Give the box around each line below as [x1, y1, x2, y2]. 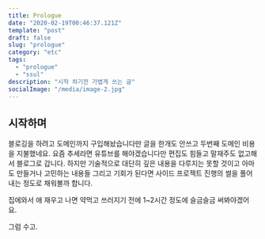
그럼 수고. [8, 222, 38, 232]
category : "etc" [8, 48, 62, 56]
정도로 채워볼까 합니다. [22, 179, 93, 188]
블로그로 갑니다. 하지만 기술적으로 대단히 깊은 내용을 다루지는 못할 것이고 [16, 159, 240, 169]
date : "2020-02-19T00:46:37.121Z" [8, 19, 123, 27]
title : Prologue [8, 11, 62, 20]
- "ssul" [15, 70, 44, 78]
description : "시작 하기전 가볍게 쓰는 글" [8, 78, 136, 85]
